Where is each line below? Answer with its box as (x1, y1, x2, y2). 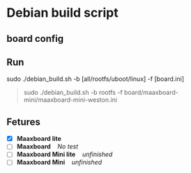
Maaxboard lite (16, 135, 62, 143)
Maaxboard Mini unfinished (16, 158, 102, 167)
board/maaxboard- (123, 89, 179, 97)
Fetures (6, 116, 41, 128)
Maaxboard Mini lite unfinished (16, 150, 113, 158)
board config (6, 33, 64, 45)
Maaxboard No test (16, 142, 79, 151)
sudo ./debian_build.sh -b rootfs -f (23, 89, 123, 97)
